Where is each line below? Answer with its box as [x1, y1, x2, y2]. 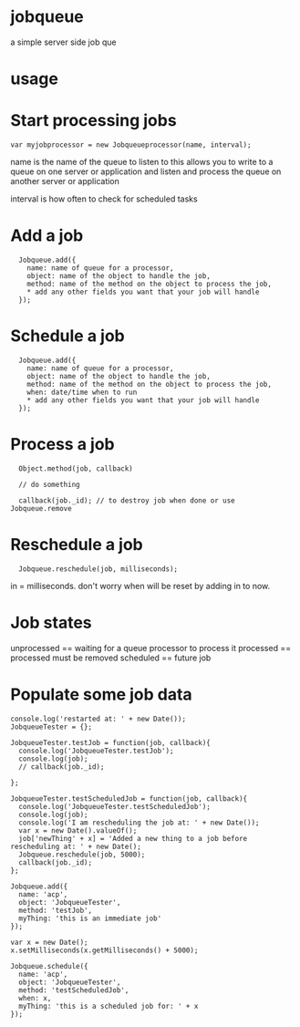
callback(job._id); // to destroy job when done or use [18, 495, 235, 505]
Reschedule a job [10, 534, 144, 555]
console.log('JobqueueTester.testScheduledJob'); [18, 802, 211, 811]
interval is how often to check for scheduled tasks [10, 193, 199, 204]
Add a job [10, 225, 84, 246]
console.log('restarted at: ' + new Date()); [10, 714, 186, 723]
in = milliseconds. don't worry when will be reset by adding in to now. [10, 580, 271, 591]
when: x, [18, 993, 52, 1002]
